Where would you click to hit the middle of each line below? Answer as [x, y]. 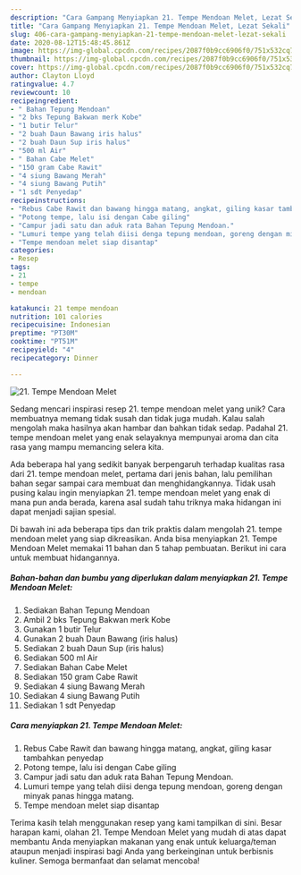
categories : [32, 251]
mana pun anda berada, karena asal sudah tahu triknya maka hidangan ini [146, 502]
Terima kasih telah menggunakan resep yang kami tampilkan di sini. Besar [146, 822]
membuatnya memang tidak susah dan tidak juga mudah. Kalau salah [138, 418]
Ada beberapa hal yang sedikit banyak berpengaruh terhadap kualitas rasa [147, 464]
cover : [22, 68]
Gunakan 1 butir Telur [62, 629]
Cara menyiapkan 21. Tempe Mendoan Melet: [96, 726]
